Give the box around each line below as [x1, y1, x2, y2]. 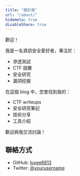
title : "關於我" [5, 7, 38, 13]
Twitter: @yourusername [12, 165, 65, 171]
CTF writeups [12, 99, 42, 105]
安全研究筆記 [12, 105, 40, 111]
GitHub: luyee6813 [12, 160, 52, 166]
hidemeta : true [5, 17, 38, 22]
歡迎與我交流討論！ [5, 129, 46, 135]
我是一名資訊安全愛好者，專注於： [5, 47, 77, 54]
